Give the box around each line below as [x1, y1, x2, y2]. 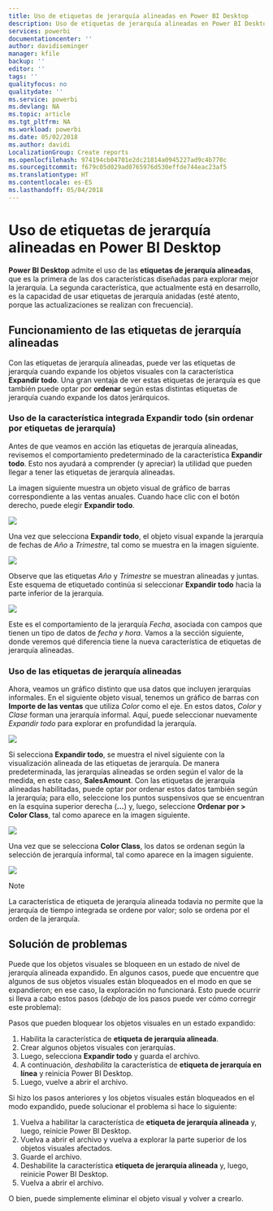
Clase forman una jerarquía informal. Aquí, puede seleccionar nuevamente [8, 710, 258, 720]
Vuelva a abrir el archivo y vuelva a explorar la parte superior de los [19, 1134, 247, 1144]
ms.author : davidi [8, 140, 71, 149]
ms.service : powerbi [8, 95, 79, 103]
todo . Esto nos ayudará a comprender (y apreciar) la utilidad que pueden [8, 458, 253, 468]
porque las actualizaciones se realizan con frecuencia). [8, 299, 193, 309]
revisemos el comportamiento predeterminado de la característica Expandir [8, 449, 262, 460]
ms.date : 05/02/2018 [8, 133, 79, 141]
